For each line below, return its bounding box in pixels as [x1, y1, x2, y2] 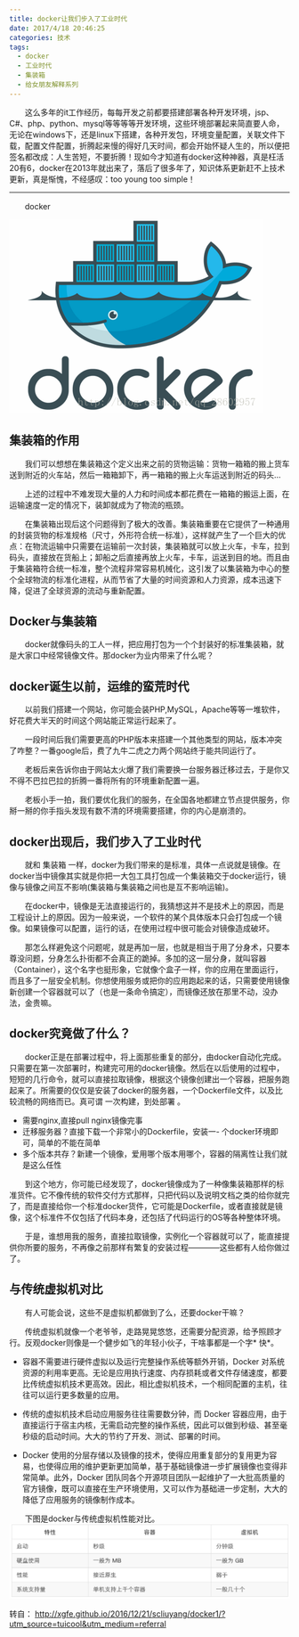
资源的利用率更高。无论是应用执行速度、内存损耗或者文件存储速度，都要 [21, 1367, 287, 1378]
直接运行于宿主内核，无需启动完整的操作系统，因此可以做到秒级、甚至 [21, 1420, 280, 1430]
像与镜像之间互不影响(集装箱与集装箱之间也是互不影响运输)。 [9, 882, 234, 892]
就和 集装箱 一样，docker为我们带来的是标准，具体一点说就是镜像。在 [24, 860, 281, 870]
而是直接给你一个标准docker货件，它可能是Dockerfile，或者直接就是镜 [24, 1200, 283, 1211]
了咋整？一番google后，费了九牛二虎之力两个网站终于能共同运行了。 [9, 745, 261, 757]
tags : [9, 43, 29, 52]
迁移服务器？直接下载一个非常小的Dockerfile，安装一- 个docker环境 [21, 1125, 271, 1136]
